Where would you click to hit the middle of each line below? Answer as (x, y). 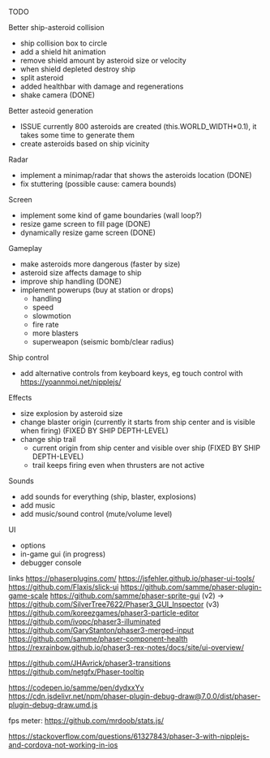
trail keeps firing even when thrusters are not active (118, 465)
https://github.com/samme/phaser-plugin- (191, 587)
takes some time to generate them (77, 135)
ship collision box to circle (64, 43)
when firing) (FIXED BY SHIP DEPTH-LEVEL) (94, 431)
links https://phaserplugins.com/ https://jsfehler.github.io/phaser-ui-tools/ (132, 578)
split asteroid (42, 78)
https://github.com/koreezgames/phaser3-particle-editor (104, 613)
